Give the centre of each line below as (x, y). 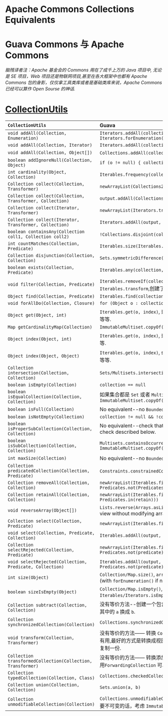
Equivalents (30, 20)
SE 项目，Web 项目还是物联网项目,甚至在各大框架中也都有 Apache (79, 76)
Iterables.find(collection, (133, 296)
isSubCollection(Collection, (42, 446)
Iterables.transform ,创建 (130, 289)
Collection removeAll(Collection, (49, 483)
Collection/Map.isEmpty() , (131, 589)
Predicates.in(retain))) (129, 500)
